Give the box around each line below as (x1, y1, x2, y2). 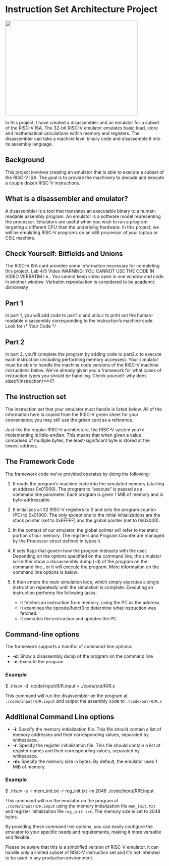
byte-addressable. (12, 496, 51, 503)
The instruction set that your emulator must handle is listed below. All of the (5, 406, 162, 412)
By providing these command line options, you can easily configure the (5, 823, 153, 830)
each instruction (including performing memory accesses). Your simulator (5, 356, 159, 362)
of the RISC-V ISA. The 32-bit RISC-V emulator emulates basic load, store (5, 125, 158, 131)
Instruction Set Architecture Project (5, 4, 158, 15)
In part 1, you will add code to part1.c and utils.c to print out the (5, 312, 136, 318)
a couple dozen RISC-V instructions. (5, 179, 81, 186)
